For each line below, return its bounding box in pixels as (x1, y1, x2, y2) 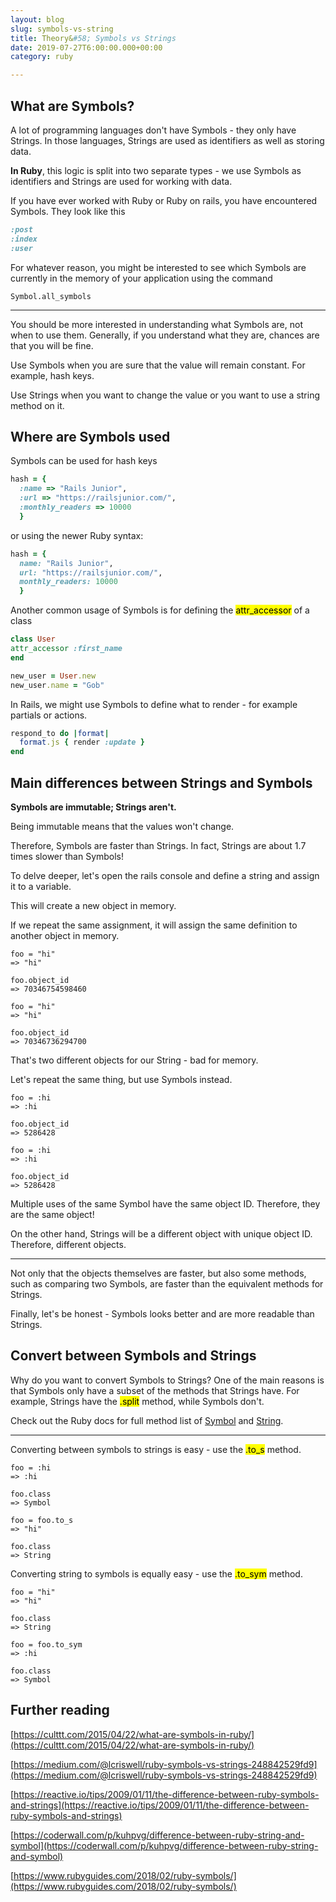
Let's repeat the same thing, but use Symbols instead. (10, 1073, 233, 1085)
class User (10, 634, 56, 645)
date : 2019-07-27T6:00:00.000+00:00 (10, 42, 163, 53)
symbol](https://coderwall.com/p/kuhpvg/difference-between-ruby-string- (10, 1839, 319, 1851)
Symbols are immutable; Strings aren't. (10, 801, 177, 813)
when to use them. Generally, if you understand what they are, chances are (10, 329, 320, 341)
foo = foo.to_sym (10, 1639, 83, 1650)
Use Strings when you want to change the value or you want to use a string (10, 389, 321, 401)
